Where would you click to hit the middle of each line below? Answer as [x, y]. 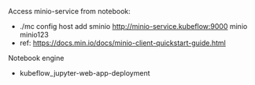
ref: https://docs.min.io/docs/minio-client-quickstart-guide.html [122, 43]
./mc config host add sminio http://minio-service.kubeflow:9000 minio [133, 26]
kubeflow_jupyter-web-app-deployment [85, 73]
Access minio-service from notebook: [70, 11]
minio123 [34, 35]
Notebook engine [36, 58]
